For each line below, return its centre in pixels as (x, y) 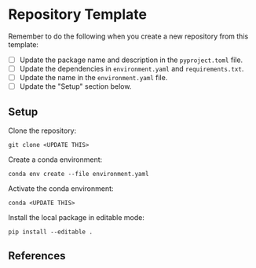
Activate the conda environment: (61, 189)
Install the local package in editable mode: (77, 217)
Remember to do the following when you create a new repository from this (128, 36)
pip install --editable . (50, 232)
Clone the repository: (42, 130)
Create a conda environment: (55, 160)
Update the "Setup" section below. (75, 86)
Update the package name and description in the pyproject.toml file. (131, 60)
